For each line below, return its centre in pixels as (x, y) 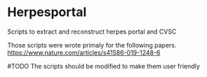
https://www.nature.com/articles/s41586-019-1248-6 (84, 52)
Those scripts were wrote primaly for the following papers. (92, 45)
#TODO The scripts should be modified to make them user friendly (103, 66)
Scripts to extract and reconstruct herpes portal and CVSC (92, 31)
